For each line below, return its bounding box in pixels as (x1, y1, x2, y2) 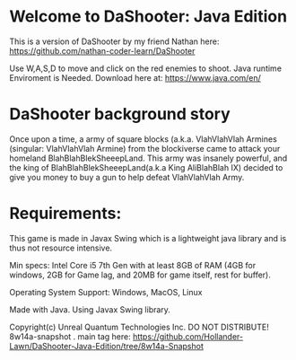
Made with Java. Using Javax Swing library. (9, 303, 170, 315)
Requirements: (9, 204, 122, 224)
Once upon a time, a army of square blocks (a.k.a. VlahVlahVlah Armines (9, 133, 278, 145)
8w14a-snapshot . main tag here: (9, 330, 132, 342)
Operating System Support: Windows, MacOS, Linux (9, 286, 203, 297)
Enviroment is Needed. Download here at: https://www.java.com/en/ (9, 72, 262, 83)
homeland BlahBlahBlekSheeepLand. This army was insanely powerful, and (9, 153, 288, 163)
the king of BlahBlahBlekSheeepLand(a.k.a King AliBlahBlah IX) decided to (9, 162, 283, 172)
